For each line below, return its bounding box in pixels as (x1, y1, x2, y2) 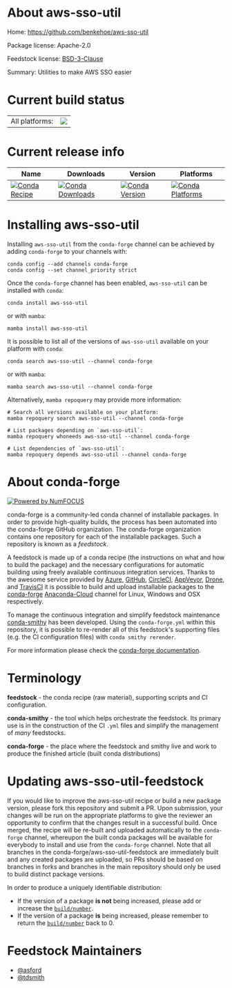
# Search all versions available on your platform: (7, 409, 159, 416)
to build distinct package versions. (7, 870, 105, 878)
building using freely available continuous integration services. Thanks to (7, 568, 215, 576)
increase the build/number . (17, 904, 94, 912)
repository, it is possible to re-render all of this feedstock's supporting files (7, 625, 220, 633)
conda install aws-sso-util (7, 299, 88, 306)
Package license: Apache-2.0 (7, 41, 91, 49)
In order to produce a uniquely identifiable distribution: (7, 883, 162, 891)
